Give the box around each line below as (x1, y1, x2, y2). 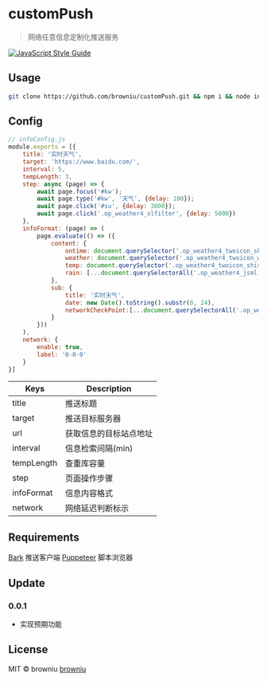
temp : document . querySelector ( (64, 262, 169, 270)
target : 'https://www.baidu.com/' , (22, 158, 141, 166)
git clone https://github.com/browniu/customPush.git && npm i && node (8, 93, 250, 100)
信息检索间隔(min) (64, 443, 133, 455)
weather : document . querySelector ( (64, 254, 180, 262)
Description (86, 384, 132, 395)
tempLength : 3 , (22, 172, 73, 180)
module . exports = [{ (8, 143, 77, 152)
